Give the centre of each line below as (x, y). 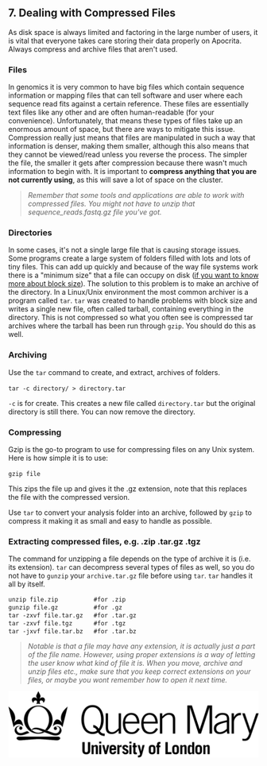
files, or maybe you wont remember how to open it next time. (128, 680)
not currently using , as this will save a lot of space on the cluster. (116, 180)
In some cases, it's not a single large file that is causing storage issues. (124, 250)
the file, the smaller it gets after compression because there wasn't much (128, 163)
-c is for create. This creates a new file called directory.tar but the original (132, 403)
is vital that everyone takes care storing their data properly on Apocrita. (125, 41)
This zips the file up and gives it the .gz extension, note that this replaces (128, 489)
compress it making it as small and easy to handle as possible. (110, 521)
